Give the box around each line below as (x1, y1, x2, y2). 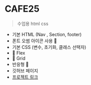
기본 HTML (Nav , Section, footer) (12, 31, 82, 37)
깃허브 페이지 (12, 67, 38, 74)
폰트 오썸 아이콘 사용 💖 (12, 38, 57, 44)
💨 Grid (12, 55, 26, 61)
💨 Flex (12, 49, 26, 56)
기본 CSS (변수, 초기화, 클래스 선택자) (12, 44, 86, 50)
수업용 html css (17, 20, 49, 26)
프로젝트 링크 (12, 74, 38, 80)
